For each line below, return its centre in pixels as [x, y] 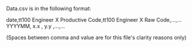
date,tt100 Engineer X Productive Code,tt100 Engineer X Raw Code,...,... [94, 20]
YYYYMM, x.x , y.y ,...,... [36, 26]
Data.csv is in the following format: [49, 9]
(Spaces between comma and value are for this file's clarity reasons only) [96, 37]
